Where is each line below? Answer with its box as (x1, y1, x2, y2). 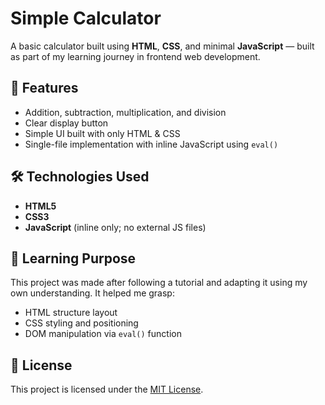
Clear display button (24, 117, 109, 129)
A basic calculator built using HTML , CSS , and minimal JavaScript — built (10, 40, 315, 52)
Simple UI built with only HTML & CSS (24, 127, 181, 139)
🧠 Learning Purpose (10, 250, 137, 267)
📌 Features (10, 80, 79, 97)
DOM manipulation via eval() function (24, 328, 182, 340)
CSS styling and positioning (24, 317, 139, 329)
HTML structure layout (24, 307, 118, 319)
